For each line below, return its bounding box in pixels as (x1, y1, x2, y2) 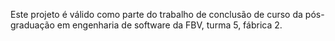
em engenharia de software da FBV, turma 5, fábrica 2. (56, 19, 283, 31)
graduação (10, 19, 55, 31)
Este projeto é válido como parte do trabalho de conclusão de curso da (10, 9, 303, 20)
